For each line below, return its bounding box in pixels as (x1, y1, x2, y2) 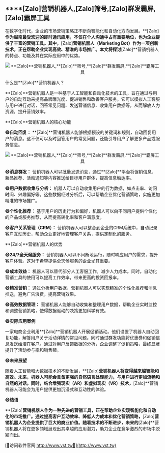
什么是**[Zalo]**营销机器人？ (5, 79, 65, 85)
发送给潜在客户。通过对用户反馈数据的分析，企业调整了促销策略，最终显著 (9, 341, 160, 347)
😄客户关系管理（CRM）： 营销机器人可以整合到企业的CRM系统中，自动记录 (5, 224, 158, 230)
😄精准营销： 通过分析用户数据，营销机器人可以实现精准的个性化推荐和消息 (5, 285, 157, 291)
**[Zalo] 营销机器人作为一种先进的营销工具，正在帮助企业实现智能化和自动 (5, 407, 156, 413)
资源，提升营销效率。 (5, 108, 48, 114)
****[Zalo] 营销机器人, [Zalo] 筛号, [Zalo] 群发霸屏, (5, 4, 156, 13)
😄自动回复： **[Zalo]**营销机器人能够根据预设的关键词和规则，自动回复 (5, 129, 152, 135)
